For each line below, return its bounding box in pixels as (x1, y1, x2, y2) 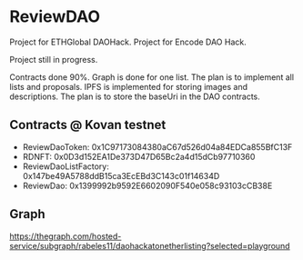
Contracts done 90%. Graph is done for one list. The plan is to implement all (9, 71, 294, 83)
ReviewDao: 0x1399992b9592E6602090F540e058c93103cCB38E (22, 180, 273, 191)
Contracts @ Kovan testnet (9, 117, 167, 133)
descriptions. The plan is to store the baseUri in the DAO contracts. (9, 91, 261, 102)
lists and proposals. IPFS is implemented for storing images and (9, 81, 248, 92)
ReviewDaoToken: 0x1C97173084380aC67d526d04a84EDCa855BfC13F (22, 141, 293, 152)
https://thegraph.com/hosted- (9, 230, 122, 242)
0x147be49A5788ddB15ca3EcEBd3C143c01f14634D (22, 170, 220, 181)
